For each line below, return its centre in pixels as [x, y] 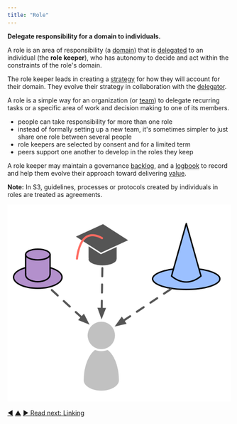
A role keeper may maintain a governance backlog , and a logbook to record [118, 165]
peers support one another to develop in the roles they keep [105, 152]
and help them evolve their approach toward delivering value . [97, 173]
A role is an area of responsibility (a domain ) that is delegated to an [105, 50]
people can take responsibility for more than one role [95, 122]
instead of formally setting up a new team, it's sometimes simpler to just [123, 129]
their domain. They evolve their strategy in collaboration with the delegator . [117, 86]
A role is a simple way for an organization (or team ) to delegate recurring [114, 100]
